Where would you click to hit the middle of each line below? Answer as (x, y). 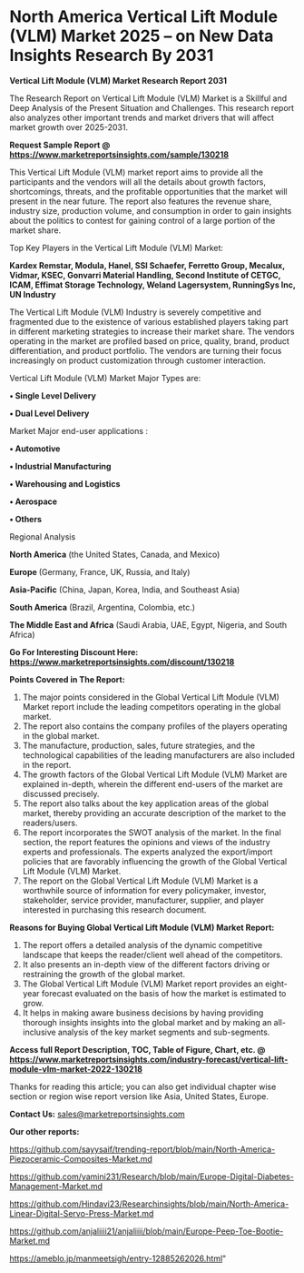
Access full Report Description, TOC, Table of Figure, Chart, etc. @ (137, 1049)
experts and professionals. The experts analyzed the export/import (147, 852)
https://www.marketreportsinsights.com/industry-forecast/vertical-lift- (149, 1059)
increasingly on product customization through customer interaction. (137, 360)
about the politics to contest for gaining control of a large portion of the (142, 220)
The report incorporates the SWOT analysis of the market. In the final (152, 832)
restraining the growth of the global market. (104, 974)
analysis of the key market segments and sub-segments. (164, 1032)
